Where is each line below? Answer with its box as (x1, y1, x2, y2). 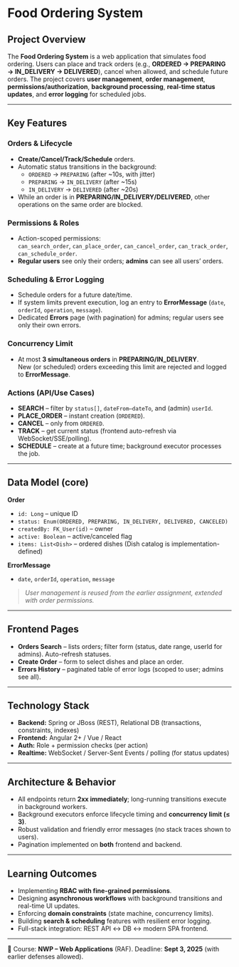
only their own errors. (17, 321, 81, 329)
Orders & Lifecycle (7, 139, 73, 149)
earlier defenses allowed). (7, 952, 84, 961)
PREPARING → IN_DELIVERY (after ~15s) (28, 177, 137, 186)
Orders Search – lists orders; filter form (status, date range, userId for (17, 642, 223, 650)
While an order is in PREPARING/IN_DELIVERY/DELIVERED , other (17, 192, 211, 201)
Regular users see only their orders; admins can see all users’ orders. (17, 256, 224, 265)
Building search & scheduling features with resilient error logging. (17, 916, 212, 925)
